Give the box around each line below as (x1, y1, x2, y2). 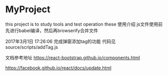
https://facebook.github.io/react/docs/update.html (5, 65, 112, 71)
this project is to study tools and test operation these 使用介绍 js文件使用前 (5, 21, 163, 27)
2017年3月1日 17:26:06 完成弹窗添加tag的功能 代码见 (5, 38, 116, 44)
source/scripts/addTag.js (5, 44, 58, 50)
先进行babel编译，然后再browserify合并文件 (5, 27, 98, 34)
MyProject (5, 4, 51, 15)
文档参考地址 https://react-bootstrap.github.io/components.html (5, 55, 140, 61)
